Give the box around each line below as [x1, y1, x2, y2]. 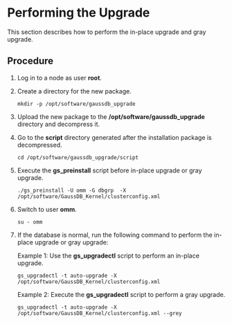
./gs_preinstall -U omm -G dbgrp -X [17, 187, 127, 194]
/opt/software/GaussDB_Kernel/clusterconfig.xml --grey [17, 309, 182, 316]
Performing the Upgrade [7, 5, 150, 21]
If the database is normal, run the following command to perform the [17, 231, 213, 239]
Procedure [7, 55, 54, 67]
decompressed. [17, 141, 62, 149]
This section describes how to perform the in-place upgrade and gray [7, 28, 206, 36]
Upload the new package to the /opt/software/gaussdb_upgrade [17, 112, 206, 120]
